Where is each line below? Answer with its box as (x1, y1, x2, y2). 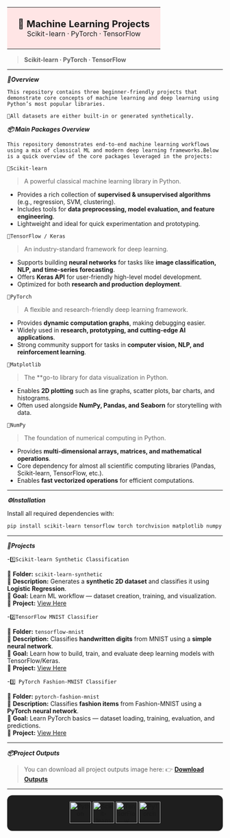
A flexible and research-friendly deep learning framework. (23, 306, 188, 313)
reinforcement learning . (16, 348, 87, 356)
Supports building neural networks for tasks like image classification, (16, 258, 217, 267)
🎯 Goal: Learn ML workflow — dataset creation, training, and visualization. (7, 591, 217, 600)
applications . (16, 333, 55, 341)
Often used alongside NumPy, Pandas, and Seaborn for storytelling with (16, 401, 222, 409)
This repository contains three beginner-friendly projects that (7, 89, 197, 95)
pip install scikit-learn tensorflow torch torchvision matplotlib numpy (7, 523, 222, 530)
